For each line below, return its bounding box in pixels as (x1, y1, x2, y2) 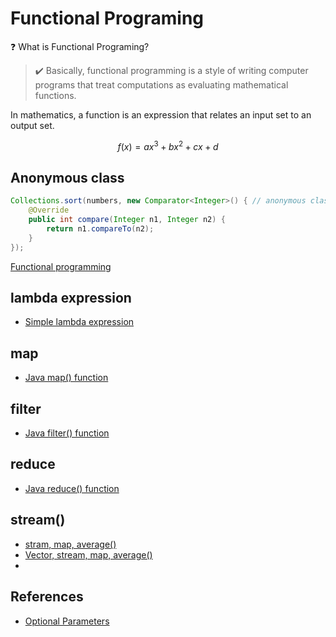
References (10, 588, 84, 606)
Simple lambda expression (24, 316, 135, 328)
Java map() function (24, 372, 109, 384)
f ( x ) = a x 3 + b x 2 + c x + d (117, 138, 219, 152)
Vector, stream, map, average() (24, 548, 153, 561)
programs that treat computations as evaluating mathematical (34, 78, 289, 91)
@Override (28, 205, 70, 216)
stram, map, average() (24, 538, 117, 550)
